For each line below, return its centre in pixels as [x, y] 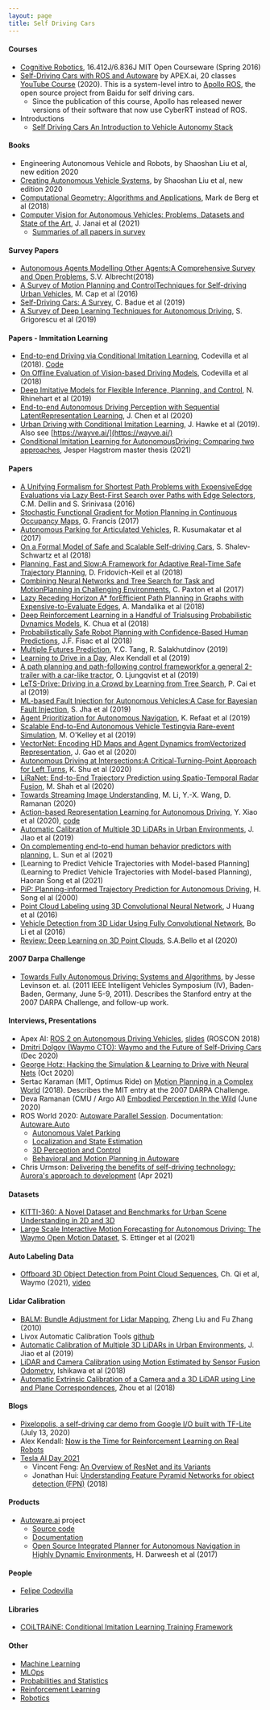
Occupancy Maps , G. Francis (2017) [79, 521]
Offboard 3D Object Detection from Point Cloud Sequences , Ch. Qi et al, [139, 1274]
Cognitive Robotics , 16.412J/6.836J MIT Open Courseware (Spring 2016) [140, 67]
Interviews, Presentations [52, 1021]
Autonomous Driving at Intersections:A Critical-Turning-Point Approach [138, 760]
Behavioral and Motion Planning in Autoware [106, 1158]
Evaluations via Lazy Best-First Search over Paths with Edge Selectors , [138, 495]
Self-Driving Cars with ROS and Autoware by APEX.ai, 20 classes [128, 75]
